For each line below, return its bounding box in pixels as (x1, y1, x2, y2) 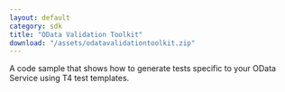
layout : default (9, 13, 70, 23)
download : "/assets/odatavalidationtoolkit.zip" (9, 38, 196, 48)
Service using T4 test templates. (9, 73, 130, 84)
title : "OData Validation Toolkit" (9, 30, 143, 39)
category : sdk (9, 22, 63, 31)
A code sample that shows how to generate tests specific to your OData (9, 63, 277, 74)
